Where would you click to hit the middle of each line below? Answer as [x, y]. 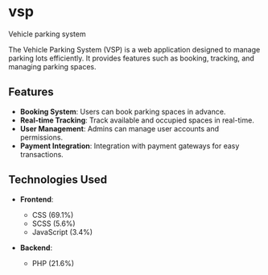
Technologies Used [58, 180]
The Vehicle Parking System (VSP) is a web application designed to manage [134, 49]
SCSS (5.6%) [54, 223]
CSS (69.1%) [53, 215]
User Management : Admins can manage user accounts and [120, 128]
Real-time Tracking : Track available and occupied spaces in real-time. [137, 120]
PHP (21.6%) [53, 263]
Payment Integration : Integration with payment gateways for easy [130, 146]
